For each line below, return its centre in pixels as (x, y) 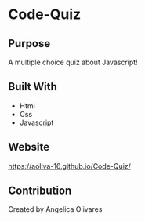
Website (29, 147)
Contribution (40, 191)
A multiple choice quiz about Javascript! (73, 62)
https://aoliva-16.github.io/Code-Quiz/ (70, 166)
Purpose (29, 44)
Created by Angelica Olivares (55, 209)
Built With (33, 87)
